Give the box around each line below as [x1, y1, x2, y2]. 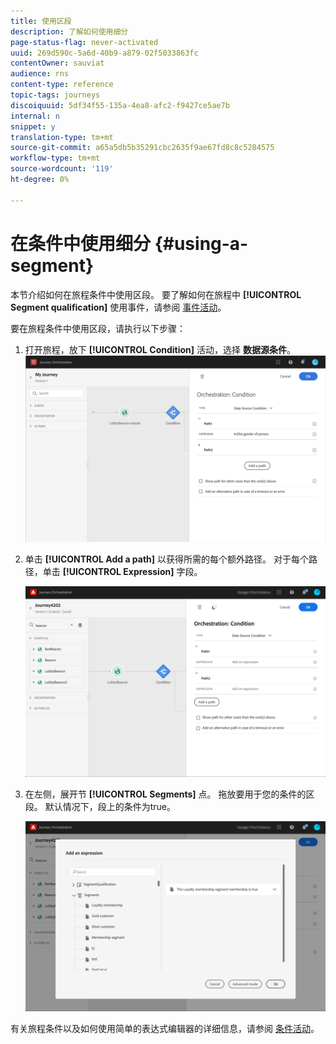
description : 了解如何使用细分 [10, 26, 129, 37]
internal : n [10, 111, 60, 121]
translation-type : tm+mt [10, 132, 114, 142]
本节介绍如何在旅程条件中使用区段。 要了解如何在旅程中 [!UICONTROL [10, 288, 302, 300]
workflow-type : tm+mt [10, 153, 101, 164]
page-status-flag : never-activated [10, 37, 159, 47]
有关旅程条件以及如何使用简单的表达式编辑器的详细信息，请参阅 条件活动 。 [10, 1023, 320, 1035]
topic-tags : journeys [10, 90, 101, 100]
